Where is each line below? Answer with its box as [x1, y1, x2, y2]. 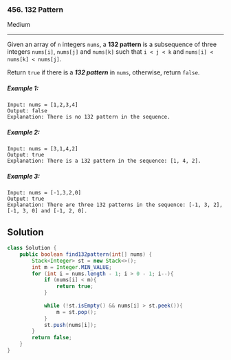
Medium [7, 21, 31, 29]
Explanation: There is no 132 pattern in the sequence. [7, 114, 170, 121]
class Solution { [7, 245, 57, 252]
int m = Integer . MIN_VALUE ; [32, 263, 112, 270]
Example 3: [7, 172, 40, 180]
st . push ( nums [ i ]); [43, 321, 97, 328]
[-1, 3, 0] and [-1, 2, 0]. [7, 208, 88, 214]
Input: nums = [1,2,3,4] [7, 101, 78, 108]
